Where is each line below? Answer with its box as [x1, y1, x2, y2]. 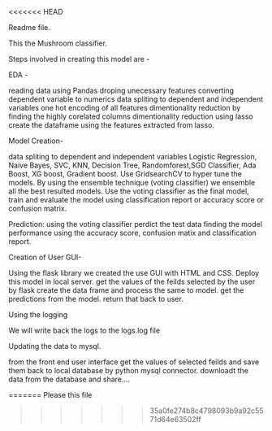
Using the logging [8, 310, 68, 320]
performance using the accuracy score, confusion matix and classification [8, 228, 257, 237]
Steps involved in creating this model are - [8, 54, 150, 63]
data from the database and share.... [8, 374, 131, 384]
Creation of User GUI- [8, 252, 82, 262]
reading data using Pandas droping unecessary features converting [8, 85, 234, 95]
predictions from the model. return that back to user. [8, 294, 184, 303]
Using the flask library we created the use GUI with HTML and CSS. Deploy [8, 268, 260, 277]
